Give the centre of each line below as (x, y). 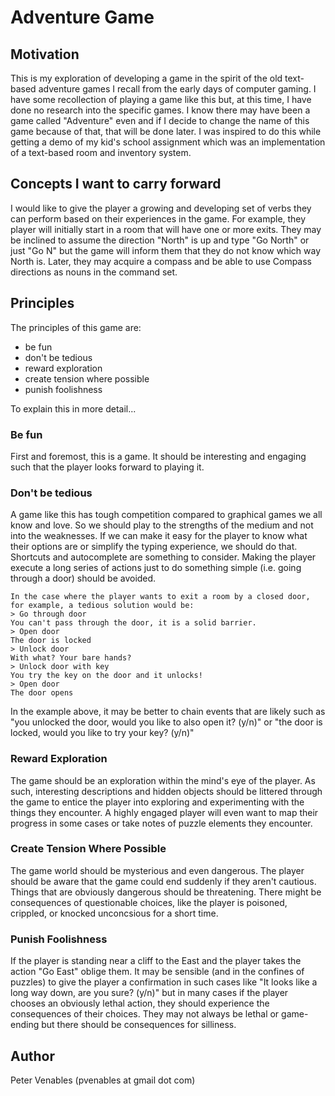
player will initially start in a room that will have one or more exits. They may (166, 229)
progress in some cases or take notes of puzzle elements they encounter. (161, 823)
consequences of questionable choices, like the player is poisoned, (149, 902)
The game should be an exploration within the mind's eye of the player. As (163, 780)
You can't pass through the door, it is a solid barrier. (133, 623)
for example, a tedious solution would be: (102, 606)
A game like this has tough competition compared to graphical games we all (166, 515)
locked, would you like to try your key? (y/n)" (102, 733)
